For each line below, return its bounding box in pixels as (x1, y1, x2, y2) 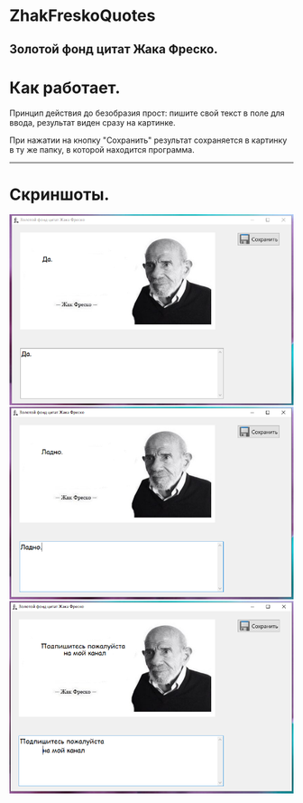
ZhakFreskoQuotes (9, 5, 156, 26)
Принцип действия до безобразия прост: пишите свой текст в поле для (9, 107, 286, 118)
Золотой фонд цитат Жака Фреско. (9, 42, 218, 57)
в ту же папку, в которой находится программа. (9, 144, 196, 154)
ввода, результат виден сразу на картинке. (9, 117, 176, 127)
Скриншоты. (9, 184, 110, 204)
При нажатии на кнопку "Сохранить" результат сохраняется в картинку (9, 135, 288, 145)
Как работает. (9, 78, 121, 98)
